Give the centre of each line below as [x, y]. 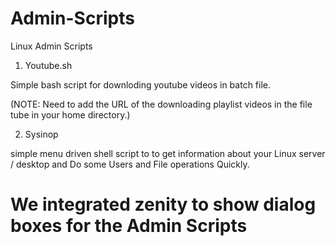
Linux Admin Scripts [51, 46]
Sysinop [41, 134]
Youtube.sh [48, 65]
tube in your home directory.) [70, 114]
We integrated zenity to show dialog [163, 204]
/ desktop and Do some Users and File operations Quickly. [130, 164]
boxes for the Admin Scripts [129, 226]
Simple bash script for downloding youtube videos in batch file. [141, 84]
